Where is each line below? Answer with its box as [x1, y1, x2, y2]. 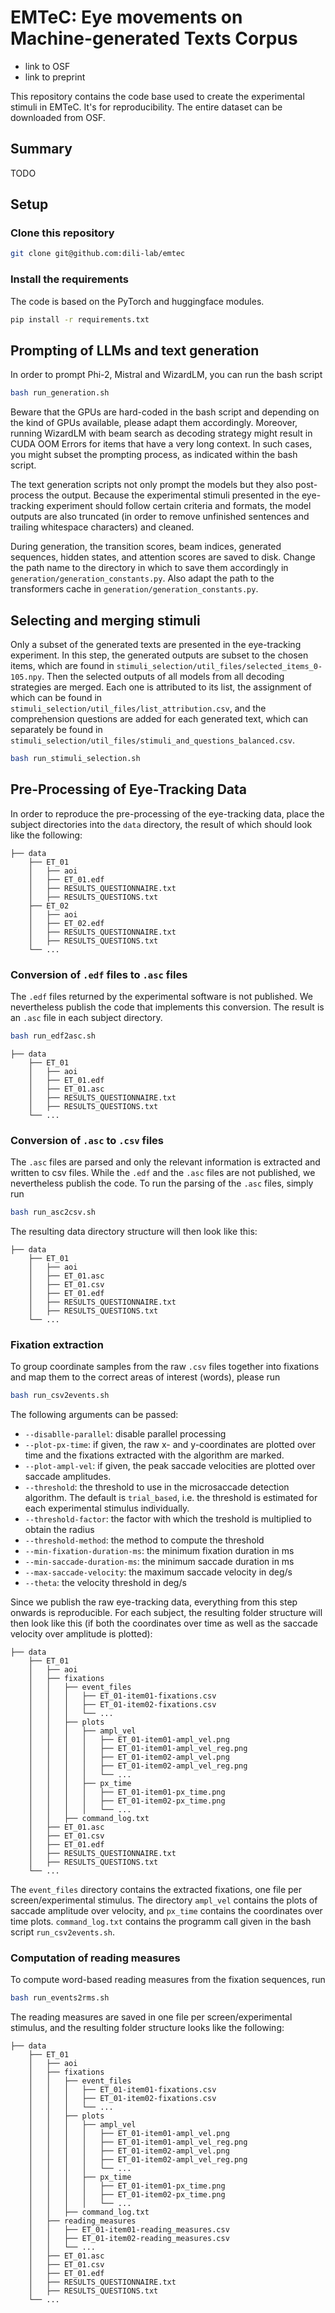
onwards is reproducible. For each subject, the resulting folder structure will [10, 1607, 323, 1619]
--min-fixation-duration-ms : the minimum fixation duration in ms [24, 1545, 295, 1557]
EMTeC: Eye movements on [10, 6, 243, 29]
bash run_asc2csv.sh [10, 1207, 97, 1218]
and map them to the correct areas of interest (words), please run [10, 1371, 281, 1383]
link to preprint [24, 71, 86, 83]
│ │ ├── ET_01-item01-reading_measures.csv [28, 2225, 230, 2235]
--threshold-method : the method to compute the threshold [24, 1534, 265, 1546]
